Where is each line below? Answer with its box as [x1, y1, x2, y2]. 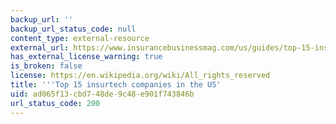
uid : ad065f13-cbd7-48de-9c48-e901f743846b [10, 89, 195, 99]
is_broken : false [10, 61, 83, 71]
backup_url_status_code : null [10, 24, 137, 34]
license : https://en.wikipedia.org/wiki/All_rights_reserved [10, 71, 271, 81]
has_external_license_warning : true [10, 52, 163, 62]
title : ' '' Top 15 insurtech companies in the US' [10, 80, 222, 90]
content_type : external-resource [10, 33, 150, 43]
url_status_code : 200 [10, 98, 101, 108]
